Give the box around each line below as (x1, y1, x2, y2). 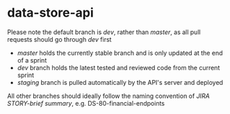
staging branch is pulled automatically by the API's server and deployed (17, 78, 224, 86)
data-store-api (7, 5, 94, 21)
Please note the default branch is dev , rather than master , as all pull (7, 28, 201, 36)
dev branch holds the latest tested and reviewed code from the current (17, 63, 220, 72)
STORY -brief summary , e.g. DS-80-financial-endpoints (7, 99, 165, 107)
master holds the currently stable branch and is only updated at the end (17, 49, 223, 57)
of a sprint (17, 56, 47, 64)
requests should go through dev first (7, 35, 112, 43)
